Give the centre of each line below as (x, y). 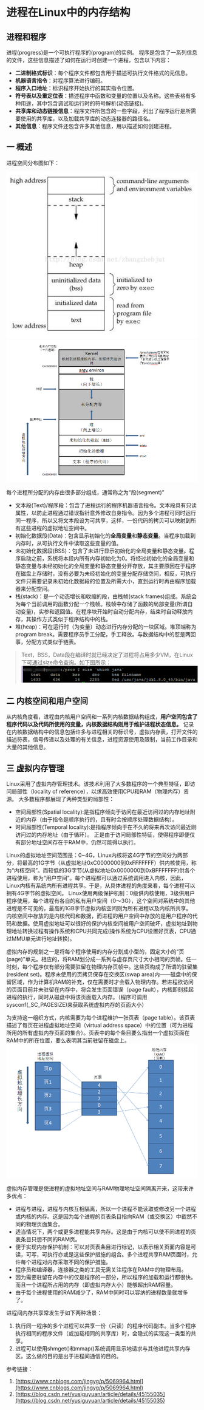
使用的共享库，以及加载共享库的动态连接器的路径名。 (87, 118)
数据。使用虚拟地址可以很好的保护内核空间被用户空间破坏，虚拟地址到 (104, 924)
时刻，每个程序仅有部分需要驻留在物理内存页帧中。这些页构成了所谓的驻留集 (102, 967)
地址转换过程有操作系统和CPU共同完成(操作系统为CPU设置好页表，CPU (101, 931)
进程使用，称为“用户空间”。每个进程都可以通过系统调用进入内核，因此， (97, 878)
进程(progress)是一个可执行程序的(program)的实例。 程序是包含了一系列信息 (102, 53)
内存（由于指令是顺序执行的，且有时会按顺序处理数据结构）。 (102, 820)
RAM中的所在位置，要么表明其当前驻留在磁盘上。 (68, 1040)
